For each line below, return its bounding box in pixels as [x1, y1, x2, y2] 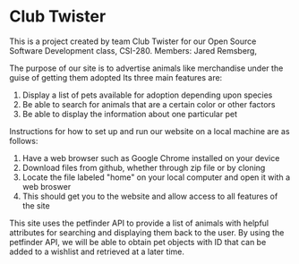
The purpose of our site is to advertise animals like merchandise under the [9, 63, 284, 73]
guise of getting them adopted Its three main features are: [9, 72, 223, 82]
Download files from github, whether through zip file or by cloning [21, 162, 266, 173]
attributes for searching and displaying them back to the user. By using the [9, 226, 285, 238]
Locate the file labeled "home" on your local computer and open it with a [21, 172, 291, 183]
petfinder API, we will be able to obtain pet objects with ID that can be [9, 236, 267, 247]
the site [21, 200, 51, 211]
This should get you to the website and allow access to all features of [21, 191, 278, 201]
